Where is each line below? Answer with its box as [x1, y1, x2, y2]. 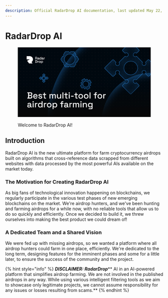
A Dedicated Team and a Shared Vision [5, 229, 102, 236]
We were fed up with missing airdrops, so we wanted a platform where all [5, 240, 157, 246]
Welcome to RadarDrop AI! [18, 122, 73, 128]
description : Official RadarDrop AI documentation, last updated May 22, [5, 8, 163, 13]
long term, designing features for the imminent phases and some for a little [5, 251, 159, 257]
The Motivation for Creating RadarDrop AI [5, 178, 109, 185]
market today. [5, 166, 34, 172]
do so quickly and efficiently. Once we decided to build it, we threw [5, 211, 144, 217]
